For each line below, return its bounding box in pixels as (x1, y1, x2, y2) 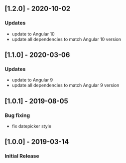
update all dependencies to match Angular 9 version (11, 82, 120, 88)
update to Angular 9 (11, 77, 53, 83)
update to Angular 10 (11, 30, 55, 37)
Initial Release (4, 152, 39, 159)
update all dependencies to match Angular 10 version (11, 36, 122, 42)
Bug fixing (4, 111, 30, 118)
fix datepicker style (11, 123, 52, 129)
